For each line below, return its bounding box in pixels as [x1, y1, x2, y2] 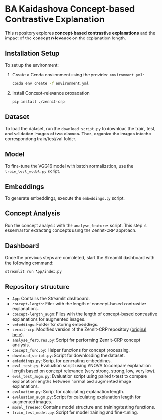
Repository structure [5, 283, 70, 291]
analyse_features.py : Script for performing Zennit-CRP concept [12, 337, 141, 343]
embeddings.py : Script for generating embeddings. [12, 358, 112, 363]
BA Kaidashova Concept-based [5, 3, 135, 15]
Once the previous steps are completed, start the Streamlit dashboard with [5, 254, 155, 260]
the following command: [5, 260, 54, 266]
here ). [12, 332, 24, 338]
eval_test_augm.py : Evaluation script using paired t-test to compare [12, 373, 147, 379]
